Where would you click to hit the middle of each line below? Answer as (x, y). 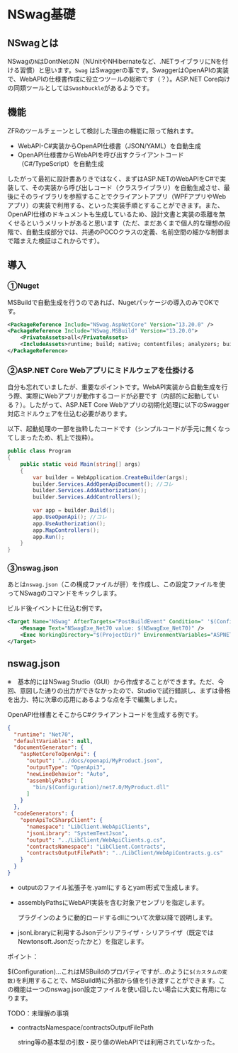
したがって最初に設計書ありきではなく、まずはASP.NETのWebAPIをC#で (114, 179)
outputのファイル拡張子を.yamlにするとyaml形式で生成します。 (110, 887)
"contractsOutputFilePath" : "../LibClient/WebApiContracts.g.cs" (124, 853)
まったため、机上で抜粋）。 (58, 438)
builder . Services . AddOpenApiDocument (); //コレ (103, 484)
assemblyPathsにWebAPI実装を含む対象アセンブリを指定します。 (113, 902)
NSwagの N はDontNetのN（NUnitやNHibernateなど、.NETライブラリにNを (115, 61)
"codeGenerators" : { (44, 814)
